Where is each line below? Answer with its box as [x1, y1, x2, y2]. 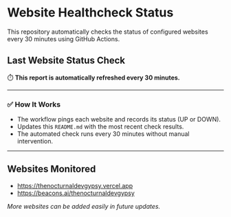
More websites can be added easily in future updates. [7, 202, 160, 210]
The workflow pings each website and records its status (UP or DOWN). [16, 115, 221, 124]
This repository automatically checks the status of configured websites [7, 27, 208, 36]
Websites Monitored [7, 163, 96, 175]
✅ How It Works [7, 100, 60, 109]
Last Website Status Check [7, 55, 126, 67]
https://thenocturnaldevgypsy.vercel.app [16, 181, 133, 190]
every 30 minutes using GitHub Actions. [7, 34, 120, 43]
